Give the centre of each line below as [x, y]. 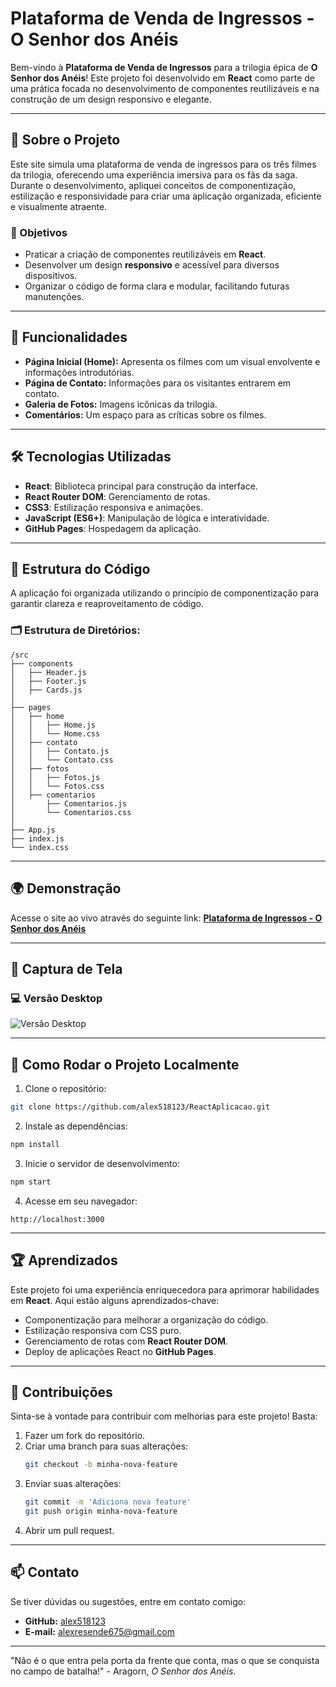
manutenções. [54, 297]
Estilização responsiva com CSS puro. [103, 1330]
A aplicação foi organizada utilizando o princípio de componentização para [165, 593]
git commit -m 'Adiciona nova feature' [108, 1502]
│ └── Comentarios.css [71, 812]
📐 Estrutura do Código [80, 569]
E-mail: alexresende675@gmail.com [99, 1631]
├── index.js [37, 838]
